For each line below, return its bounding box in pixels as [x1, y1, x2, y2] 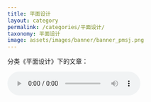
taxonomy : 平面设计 [7, 30, 61, 38]
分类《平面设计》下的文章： [7, 57, 89, 66]
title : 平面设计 [7, 10, 51, 18]
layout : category [7, 17, 59, 24]
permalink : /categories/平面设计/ [7, 23, 105, 30]
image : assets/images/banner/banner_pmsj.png [7, 37, 144, 44]
